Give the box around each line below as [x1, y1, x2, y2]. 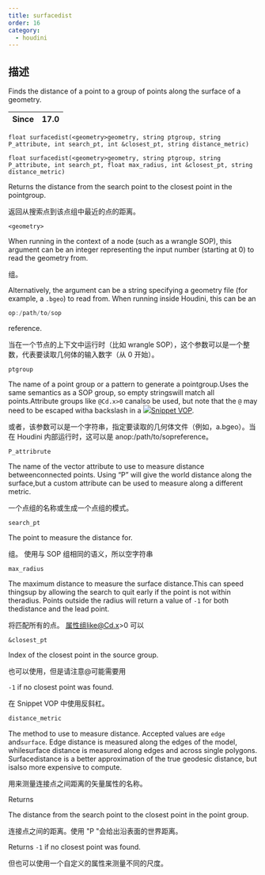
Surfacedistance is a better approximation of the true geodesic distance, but [8, 754, 257, 763]
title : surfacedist [8, 11, 73, 20]
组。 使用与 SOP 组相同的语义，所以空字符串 [8, 549, 153, 558]
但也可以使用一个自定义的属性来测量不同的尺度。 [8, 858, 168, 868]
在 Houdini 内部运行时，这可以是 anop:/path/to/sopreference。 [8, 432, 214, 441]
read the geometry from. [8, 253, 89, 263]
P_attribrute [8, 447, 51, 455]
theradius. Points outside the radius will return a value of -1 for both [8, 595, 229, 605]
